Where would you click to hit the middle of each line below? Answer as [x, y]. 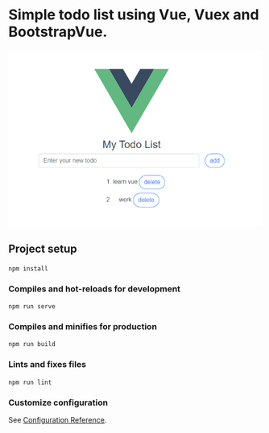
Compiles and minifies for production [83, 326]
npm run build [32, 344]
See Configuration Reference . [58, 419]
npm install [28, 268]
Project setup [43, 249]
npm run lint [30, 382]
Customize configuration [58, 402]
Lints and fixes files [48, 365]
